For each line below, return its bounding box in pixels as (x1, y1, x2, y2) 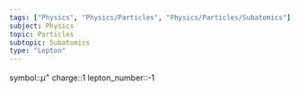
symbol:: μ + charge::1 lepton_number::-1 (9, 71, 155, 83)
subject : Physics (9, 21, 75, 30)
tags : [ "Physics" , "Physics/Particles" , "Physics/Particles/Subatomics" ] (9, 13, 292, 22)
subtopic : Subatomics (9, 38, 91, 47)
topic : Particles (9, 29, 75, 38)
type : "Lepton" (9, 46, 66, 55)
